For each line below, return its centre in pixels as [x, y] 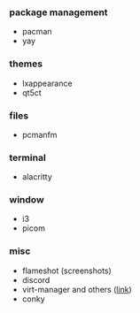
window [27, 200]
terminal [27, 157]
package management [58, 12]
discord [36, 279]
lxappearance [47, 83]
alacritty [37, 177]
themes [26, 64]
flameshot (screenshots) [67, 271]
